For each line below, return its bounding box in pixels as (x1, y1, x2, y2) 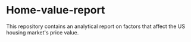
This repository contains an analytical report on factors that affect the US (6, 23, 186, 30)
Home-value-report (6, 3, 105, 17)
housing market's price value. (6, 29, 79, 36)
